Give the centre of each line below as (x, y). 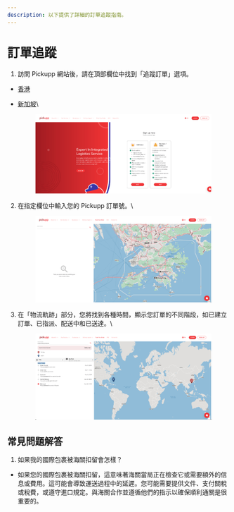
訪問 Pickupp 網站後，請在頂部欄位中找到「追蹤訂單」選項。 (105, 73)
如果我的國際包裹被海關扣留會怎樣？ (70, 460)
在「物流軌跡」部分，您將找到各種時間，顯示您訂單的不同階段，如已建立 (122, 315)
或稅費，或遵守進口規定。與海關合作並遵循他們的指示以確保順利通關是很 (122, 492)
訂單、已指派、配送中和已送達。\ (65, 324)
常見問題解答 (35, 441)
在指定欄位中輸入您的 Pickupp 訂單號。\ (75, 206)
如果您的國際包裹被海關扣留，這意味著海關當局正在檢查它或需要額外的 (119, 475)
